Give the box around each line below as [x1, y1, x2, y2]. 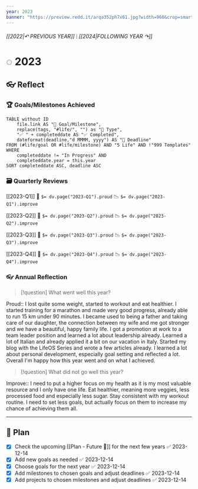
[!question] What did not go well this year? [20, 368, 124, 375]
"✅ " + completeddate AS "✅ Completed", [16, 131, 120, 138]
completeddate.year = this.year [16, 157, 96, 163]
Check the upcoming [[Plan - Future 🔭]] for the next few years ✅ [14, 443, 171, 450]
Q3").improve [6, 240, 38, 246]
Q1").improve [6, 202, 38, 208]
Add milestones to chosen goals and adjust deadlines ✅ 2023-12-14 [14, 469, 180, 477]
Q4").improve [6, 259, 38, 265]
